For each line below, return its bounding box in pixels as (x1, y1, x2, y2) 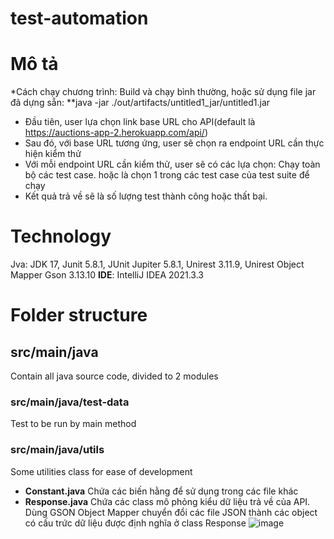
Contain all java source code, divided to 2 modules (10, 370, 219, 382)
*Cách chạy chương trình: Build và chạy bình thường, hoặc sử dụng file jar (10, 86, 317, 98)
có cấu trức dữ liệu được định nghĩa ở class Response (24, 517, 247, 529)
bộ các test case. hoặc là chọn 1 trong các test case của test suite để (24, 169, 310, 181)
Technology (10, 225, 112, 248)
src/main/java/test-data (10, 395, 130, 409)
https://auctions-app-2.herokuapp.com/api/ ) (24, 127, 209, 139)
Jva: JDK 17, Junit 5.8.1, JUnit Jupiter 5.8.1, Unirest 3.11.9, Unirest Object (10, 258, 305, 271)
